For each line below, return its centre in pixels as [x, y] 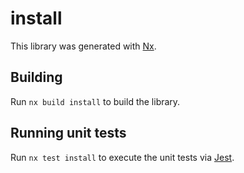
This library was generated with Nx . [83, 46]
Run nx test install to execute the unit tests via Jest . [122, 157]
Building [36, 77]
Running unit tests [68, 133]
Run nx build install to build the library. [95, 101]
